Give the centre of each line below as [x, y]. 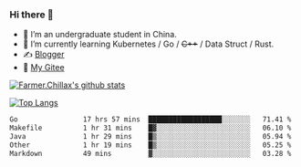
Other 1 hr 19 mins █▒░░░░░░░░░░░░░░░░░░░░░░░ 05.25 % [150, 145]
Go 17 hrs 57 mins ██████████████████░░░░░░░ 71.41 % [150, 120]
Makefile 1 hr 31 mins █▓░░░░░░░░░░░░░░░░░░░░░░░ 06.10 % [150, 128]
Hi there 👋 [32, 15]
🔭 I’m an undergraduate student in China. [100, 35]
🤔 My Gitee [44, 68]
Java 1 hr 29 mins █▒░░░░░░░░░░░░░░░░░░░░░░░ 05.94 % [150, 137]
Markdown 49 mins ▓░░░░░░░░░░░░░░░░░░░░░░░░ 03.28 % [150, 153]
